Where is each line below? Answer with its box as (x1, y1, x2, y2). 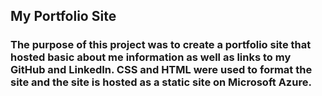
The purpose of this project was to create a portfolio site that (10, 38, 312, 52)
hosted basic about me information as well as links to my (10, 50, 292, 64)
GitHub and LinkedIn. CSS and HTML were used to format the (10, 63, 313, 77)
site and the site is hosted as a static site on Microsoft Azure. (10, 75, 312, 89)
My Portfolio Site (10, 8, 117, 25)
